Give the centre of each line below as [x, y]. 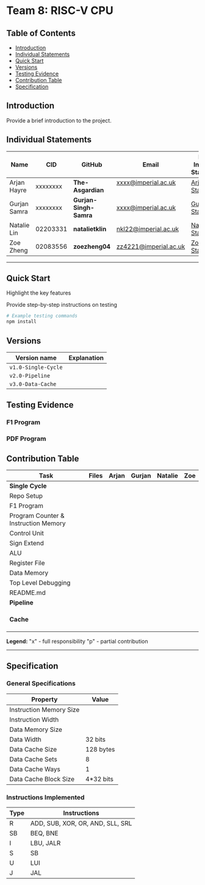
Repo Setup [26, 496]
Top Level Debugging [40, 583]
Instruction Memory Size [45, 709]
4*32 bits [99, 779]
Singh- [84, 207]
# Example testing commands [42, 316]
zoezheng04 [92, 246]
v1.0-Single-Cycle [36, 367]
